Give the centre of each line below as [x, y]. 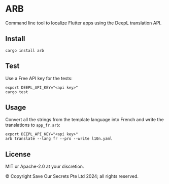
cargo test [17, 92]
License [18, 154]
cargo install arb [25, 50]
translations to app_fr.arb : [33, 125]
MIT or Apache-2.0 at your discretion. [45, 167]
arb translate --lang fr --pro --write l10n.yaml [59, 139]
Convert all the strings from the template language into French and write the [84, 120]
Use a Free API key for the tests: [39, 78]
